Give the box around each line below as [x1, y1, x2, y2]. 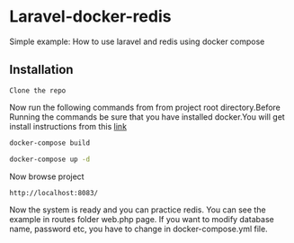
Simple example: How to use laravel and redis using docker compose [9, 36, 265, 47]
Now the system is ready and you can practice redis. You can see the [9, 204, 267, 215]
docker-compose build [9, 138, 91, 148]
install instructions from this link [9, 121, 128, 131]
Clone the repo [9, 85, 67, 95]
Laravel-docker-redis [9, 6, 172, 27]
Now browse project [9, 171, 85, 182]
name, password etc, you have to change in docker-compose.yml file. [9, 223, 268, 234]
